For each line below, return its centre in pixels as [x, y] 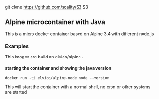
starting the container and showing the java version [58, 68]
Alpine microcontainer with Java [55, 22]
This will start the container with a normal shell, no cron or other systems [78, 87]
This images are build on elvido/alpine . [44, 57]
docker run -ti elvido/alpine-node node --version [57, 78]
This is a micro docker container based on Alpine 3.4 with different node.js [79, 34]
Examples [17, 46]
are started [16, 92]
